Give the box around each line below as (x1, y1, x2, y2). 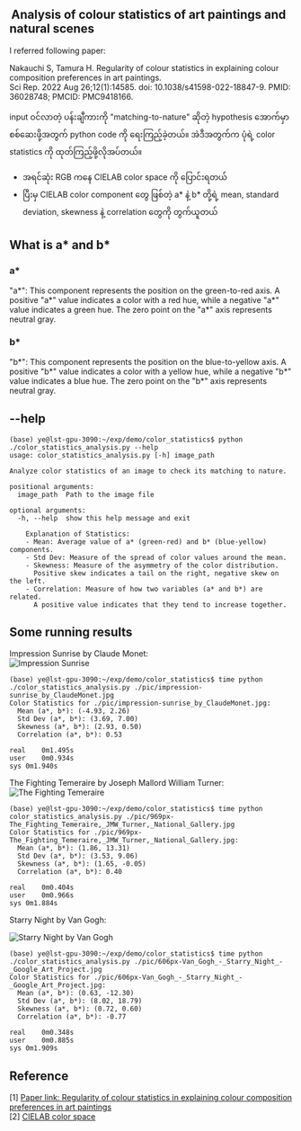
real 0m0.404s (9, 883, 75, 893)
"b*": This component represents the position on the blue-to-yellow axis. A (9, 356, 287, 367)
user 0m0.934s (9, 754, 75, 763)
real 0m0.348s (9, 1029, 75, 1037)
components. (9, 545, 54, 554)
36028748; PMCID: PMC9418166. (9, 91, 134, 102)
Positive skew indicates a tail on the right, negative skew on (32, 568, 279, 578)
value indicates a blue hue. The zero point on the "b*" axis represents (9, 375, 268, 386)
